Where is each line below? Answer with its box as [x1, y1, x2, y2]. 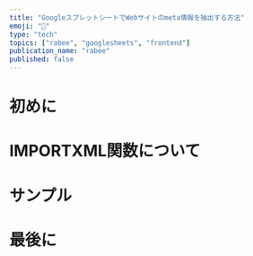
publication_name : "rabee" [9, 47, 110, 56]
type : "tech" [9, 30, 58, 39]
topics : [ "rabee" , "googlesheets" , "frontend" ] [9, 38, 191, 48]
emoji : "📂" [9, 22, 50, 31]
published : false [9, 55, 74, 64]
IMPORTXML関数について [9, 141, 201, 162]
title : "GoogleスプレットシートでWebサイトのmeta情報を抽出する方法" [9, 13, 245, 22]
